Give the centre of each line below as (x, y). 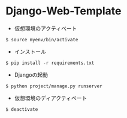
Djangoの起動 (31, 75)
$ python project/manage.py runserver (54, 86)
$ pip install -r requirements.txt (50, 63)
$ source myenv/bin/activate (42, 40)
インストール (30, 52)
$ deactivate (22, 109)
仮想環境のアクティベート (46, 28)
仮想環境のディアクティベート (51, 98)
